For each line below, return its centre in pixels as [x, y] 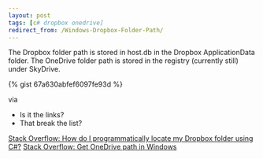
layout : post [30, 15]
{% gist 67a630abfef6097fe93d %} [66, 84]
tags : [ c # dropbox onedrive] [56, 23]
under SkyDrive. [34, 69]
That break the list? [51, 124]
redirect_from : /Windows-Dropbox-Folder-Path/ [86, 30]
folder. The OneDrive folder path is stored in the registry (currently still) [123, 61]
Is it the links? [42, 115]
